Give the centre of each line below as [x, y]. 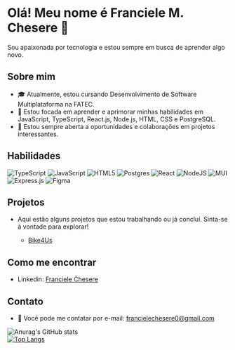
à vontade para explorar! [53, 227]
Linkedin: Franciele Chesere [58, 279]
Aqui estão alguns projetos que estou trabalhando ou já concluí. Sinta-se [122, 220]
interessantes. [38, 134]
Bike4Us [40, 241]
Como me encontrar [52, 262]
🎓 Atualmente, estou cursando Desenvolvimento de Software [107, 94]
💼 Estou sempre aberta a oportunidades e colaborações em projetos [116, 126]
